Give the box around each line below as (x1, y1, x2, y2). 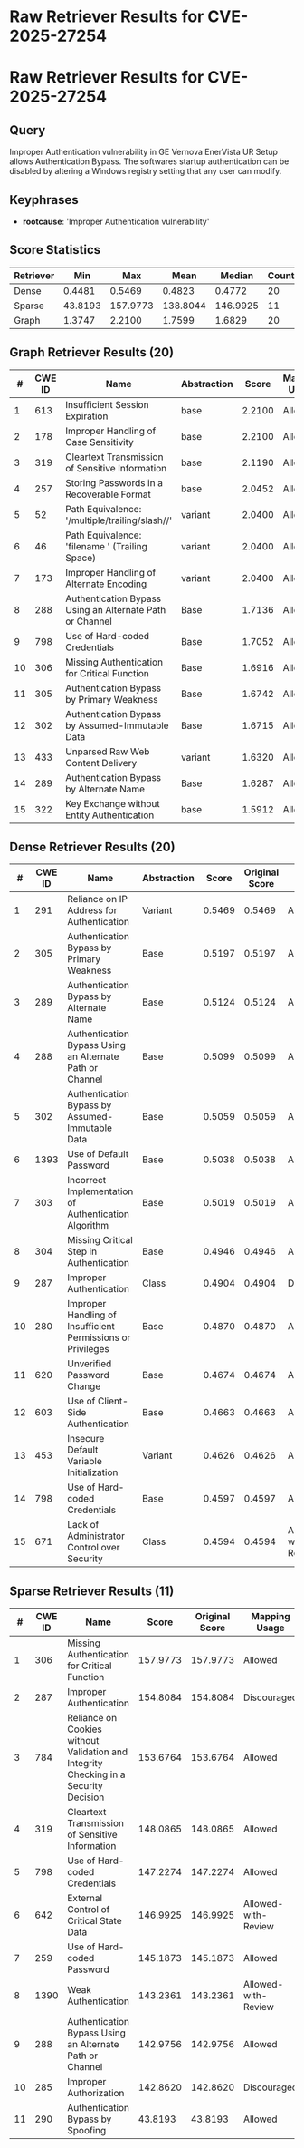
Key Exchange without (64, 797, 160, 810)
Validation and (67, 1745, 128, 1758)
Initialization (67, 1466, 119, 1479)
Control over (67, 1541, 120, 1554)
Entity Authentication (64, 809, 155, 821)
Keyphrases (9, 192, 79, 208)
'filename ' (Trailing (64, 539, 147, 552)
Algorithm (67, 1220, 109, 1232)
